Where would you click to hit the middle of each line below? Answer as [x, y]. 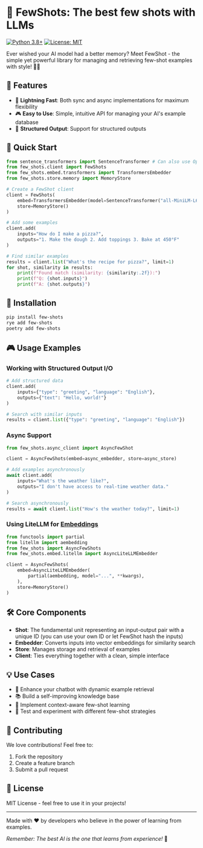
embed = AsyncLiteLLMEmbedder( [54, 570]
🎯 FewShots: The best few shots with [101, 12]
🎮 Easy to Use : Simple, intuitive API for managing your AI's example [100, 113]
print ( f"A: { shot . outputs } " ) [54, 284]
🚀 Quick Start [32, 148]
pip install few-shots [35, 317]
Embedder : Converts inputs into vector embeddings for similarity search [105, 643]
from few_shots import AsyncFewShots [54, 548]
